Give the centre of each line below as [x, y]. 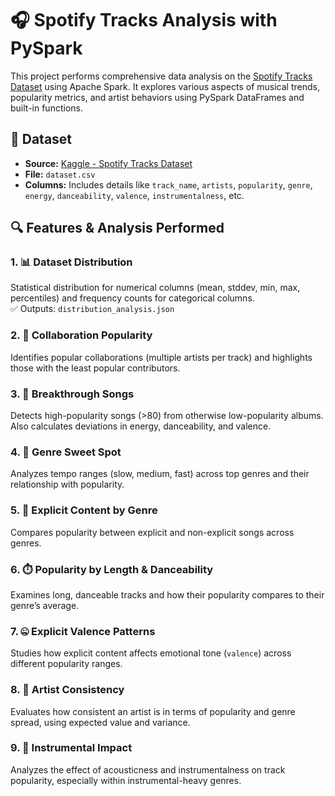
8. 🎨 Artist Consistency [67, 690]
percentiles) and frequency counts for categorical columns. [132, 298]
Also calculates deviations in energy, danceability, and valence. [141, 426]
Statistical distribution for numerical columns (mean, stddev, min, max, [155, 288]
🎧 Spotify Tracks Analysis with [144, 20]
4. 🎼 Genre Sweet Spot [66, 452]
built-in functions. [46, 108]
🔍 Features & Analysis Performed [117, 228]
